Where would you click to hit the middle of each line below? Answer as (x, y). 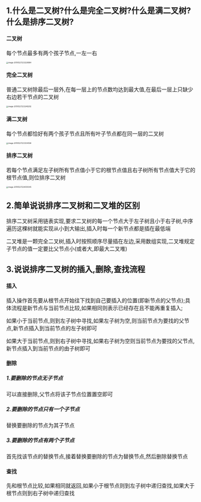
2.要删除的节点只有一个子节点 (43, 409)
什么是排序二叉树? (40, 22)
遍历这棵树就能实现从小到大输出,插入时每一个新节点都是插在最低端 (88, 229)
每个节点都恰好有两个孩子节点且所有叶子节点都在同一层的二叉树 (85, 133)
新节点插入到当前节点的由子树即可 (48, 348)
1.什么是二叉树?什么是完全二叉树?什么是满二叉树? (99, 11)
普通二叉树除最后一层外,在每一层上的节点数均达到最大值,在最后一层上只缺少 (100, 89)
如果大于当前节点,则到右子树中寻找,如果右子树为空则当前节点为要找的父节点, (100, 341)
